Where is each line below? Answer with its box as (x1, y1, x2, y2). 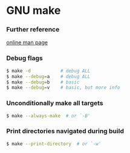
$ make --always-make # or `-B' (6, 112, 91, 119)
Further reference (6, 25, 60, 34)
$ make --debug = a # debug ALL (6, 73, 91, 79)
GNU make (6, 4, 61, 18)
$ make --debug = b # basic (6, 79, 80, 85)
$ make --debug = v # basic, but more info (6, 85, 120, 91)
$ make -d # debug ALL (6, 68, 91, 74)
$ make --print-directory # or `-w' (6, 140, 102, 147)
